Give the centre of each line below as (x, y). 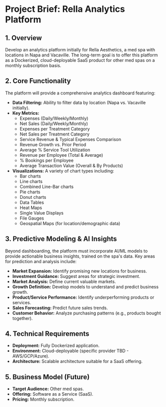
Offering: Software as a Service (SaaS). (53, 394)
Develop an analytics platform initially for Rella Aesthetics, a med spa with (80, 50)
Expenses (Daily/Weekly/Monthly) (54, 118)
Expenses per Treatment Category (55, 129)
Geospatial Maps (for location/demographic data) (70, 223)
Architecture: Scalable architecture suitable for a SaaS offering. (77, 362)
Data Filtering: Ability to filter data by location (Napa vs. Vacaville (79, 102)
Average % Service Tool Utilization (55, 150)
